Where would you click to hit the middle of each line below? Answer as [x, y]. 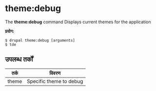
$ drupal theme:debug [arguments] [40, 40]
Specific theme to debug [55, 81]
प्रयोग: [10, 31]
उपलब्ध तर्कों [19, 59]
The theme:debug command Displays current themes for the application [78, 22]
